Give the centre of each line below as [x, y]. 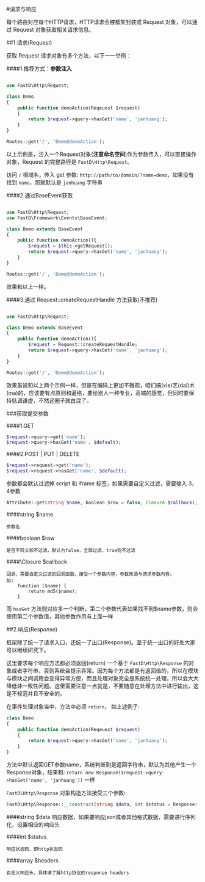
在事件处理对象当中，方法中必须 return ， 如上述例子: [73, 706]
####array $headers [33, 860]
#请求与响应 [21, 9]
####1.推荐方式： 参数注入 [39, 68]
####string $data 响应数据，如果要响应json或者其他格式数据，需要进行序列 [101, 817]
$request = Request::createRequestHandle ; [83, 345]
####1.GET [20, 425]
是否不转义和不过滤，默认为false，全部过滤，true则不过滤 [71, 550]
